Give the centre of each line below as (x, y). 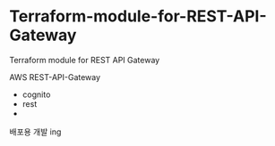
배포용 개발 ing (35, 132)
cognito (36, 94)
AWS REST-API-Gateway (55, 77)
